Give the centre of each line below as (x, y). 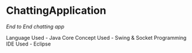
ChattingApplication (56, 11)
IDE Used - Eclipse (29, 44)
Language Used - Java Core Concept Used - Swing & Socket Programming (96, 37)
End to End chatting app (35, 26)
